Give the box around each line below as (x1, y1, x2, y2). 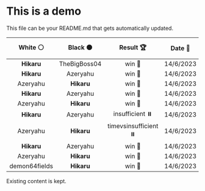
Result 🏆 (119, 43, 147, 51)
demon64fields (9, 162, 54, 170)
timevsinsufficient (107, 121, 159, 130)
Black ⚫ (68, 43, 93, 51)
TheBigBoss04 (59, 59, 102, 68)
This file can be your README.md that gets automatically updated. (6, 24, 174, 32)
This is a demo (6, 4, 81, 18)
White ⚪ (18, 43, 45, 51)
